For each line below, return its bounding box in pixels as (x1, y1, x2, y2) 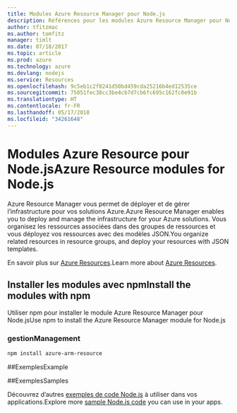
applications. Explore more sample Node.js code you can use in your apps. (7, 397, 223, 406)
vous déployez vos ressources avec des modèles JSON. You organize (7, 229, 209, 238)
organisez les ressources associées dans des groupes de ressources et (7, 222, 216, 231)
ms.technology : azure (7, 63, 71, 70)
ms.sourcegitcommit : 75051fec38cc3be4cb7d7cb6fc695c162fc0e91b (7, 89, 197, 96)
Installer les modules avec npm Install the (7, 279, 192, 291)
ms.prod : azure (7, 57, 52, 64)
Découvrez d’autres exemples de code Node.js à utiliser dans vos (7, 390, 197, 398)
